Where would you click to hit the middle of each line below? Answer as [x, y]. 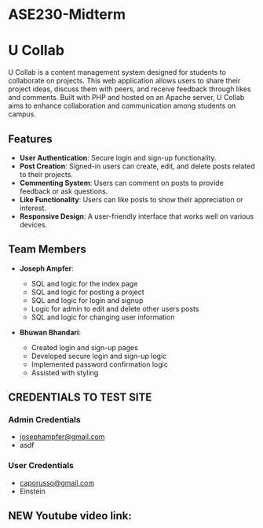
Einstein [32, 491]
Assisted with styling [65, 372]
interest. [33, 208]
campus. [22, 114]
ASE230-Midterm [67, 15]
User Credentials [41, 466]
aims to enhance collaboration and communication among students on [122, 106]
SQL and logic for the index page [84, 283]
